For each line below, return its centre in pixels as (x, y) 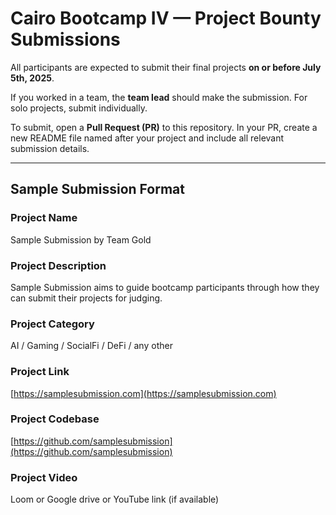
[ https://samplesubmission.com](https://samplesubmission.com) (143, 393)
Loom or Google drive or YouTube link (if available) (115, 499)
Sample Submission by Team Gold (81, 239)
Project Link (40, 372)
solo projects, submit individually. (79, 108)
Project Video (44, 477)
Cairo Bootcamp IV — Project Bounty (166, 18)
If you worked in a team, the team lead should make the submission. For (159, 97)
